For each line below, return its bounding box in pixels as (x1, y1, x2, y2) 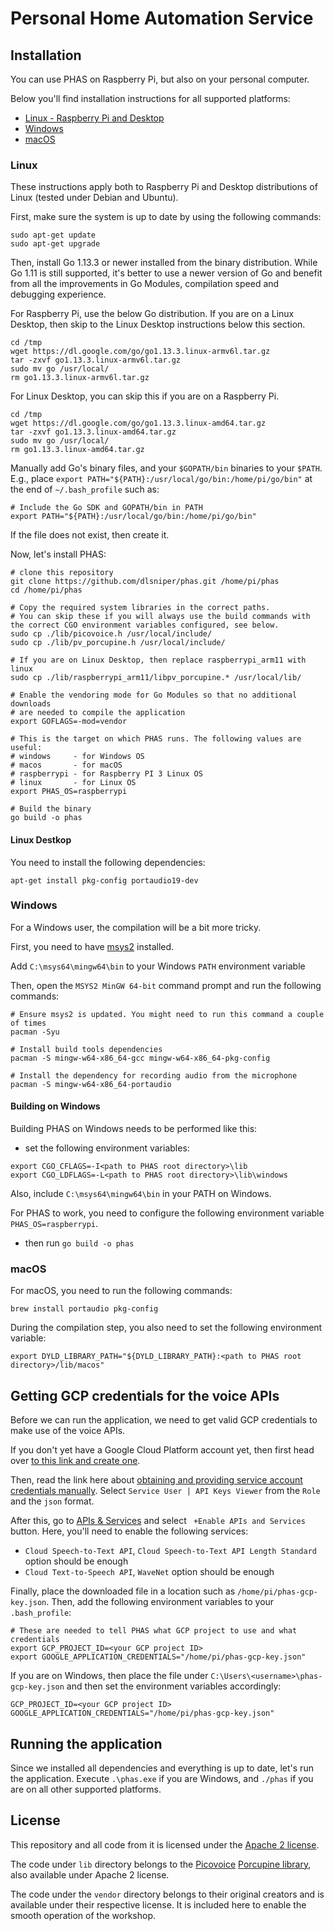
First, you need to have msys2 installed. (10, 940, 175, 952)
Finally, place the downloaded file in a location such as (10, 1585, 236, 1597)
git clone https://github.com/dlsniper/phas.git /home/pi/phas (10, 577, 280, 587)
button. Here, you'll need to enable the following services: (10, 1525, 249, 1537)
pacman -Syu (10, 1027, 60, 1037)
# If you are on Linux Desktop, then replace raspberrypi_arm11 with (10, 655, 307, 666)
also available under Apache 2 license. (10, 1868, 170, 1881)
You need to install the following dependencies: (10, 856, 206, 868)
